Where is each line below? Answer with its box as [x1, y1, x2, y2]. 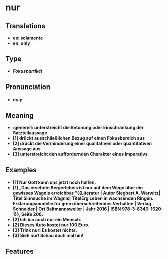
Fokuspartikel [12, 68, 43, 74]
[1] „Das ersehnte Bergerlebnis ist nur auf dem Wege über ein [12, 185, 143, 191]
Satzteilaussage [12, 130, 47, 136]
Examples [5, 165, 37, 175]
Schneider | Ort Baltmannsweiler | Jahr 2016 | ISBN [12, 206, 121, 212]
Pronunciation [5, 82, 51, 92]
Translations [5, 22, 46, 30]
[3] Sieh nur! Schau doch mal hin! [12, 233, 84, 239]
